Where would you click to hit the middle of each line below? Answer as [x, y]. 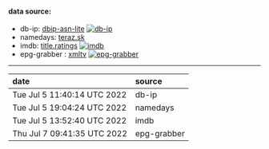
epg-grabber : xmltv [53, 54]
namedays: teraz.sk [52, 37]
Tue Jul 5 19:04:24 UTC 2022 [70, 108]
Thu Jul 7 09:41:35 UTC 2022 [70, 134]
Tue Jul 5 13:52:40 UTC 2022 [70, 121]
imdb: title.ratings [49, 46]
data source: [30, 11]
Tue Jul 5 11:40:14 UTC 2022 [70, 95]
